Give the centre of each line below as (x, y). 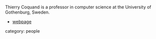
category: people (23, 31)
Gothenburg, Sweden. (27, 12)
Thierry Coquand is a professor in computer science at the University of (78, 7)
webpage (22, 22)
